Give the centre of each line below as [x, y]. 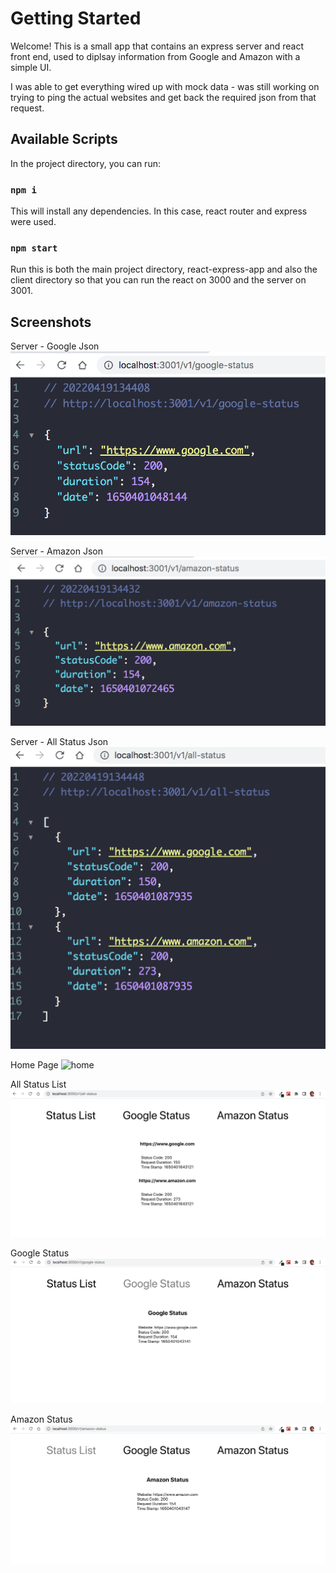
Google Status [40, 1253]
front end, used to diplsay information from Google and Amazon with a [155, 56]
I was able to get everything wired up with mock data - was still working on [165, 86]
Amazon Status [41, 1419]
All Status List [38, 1084]
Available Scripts [64, 139]
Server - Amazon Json [56, 551]
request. [27, 108]
